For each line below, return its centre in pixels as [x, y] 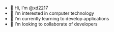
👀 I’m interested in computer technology [52, 13]
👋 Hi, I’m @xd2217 [29, 8]
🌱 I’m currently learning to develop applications [60, 19]
